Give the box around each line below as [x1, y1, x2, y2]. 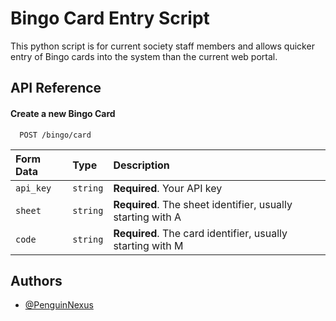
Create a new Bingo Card [10, 107, 116, 119]
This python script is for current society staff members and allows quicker [10, 40, 315, 52]
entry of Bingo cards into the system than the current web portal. [10, 50, 278, 62]
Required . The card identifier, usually [113, 226, 288, 240]
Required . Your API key [113, 181, 223, 195]
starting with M [113, 238, 184, 252]
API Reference [10, 80, 102, 97]
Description [113, 158, 170, 172]
